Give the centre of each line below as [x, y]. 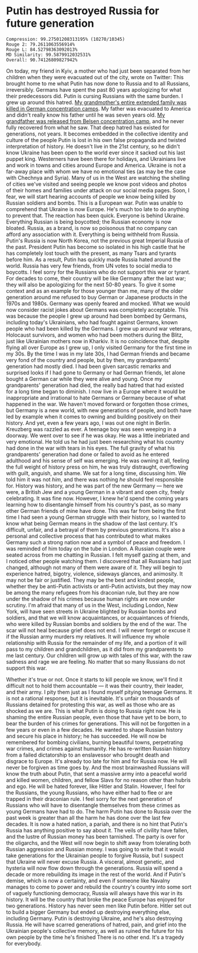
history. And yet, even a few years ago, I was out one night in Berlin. [89, 423]
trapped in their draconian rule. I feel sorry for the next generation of [89, 799]
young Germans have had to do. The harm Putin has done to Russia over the [99, 811]
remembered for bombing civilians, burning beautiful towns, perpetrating [95, 742]
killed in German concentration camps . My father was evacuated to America [98, 108]
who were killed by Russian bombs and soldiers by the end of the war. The [97, 624]
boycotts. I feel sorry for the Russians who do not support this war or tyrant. [98, 272]
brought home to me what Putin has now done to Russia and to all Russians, [98, 83]
